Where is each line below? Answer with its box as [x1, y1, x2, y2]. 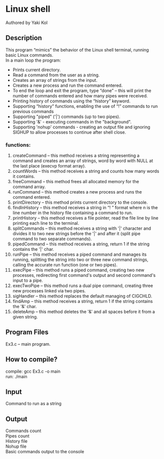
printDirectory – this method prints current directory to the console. [12, 199, 148, 205]
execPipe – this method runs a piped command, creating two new [12, 267, 144, 273]
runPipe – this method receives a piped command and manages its [12, 251, 147, 258]
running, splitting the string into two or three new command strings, [12, 257, 148, 263]
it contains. [12, 173, 35, 179]
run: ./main [5, 373, 27, 379]
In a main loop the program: [5, 57, 61, 63]
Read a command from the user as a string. [12, 72, 100, 78]
